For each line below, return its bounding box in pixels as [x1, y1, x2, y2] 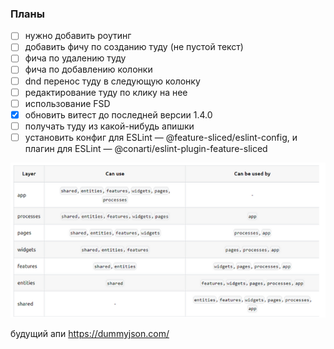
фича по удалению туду [24, 52, 127, 64]
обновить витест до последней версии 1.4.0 [24, 108, 213, 121]
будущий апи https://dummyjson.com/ [10, 328, 170, 340]
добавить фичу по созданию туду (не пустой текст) [24, 41, 244, 53]
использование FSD [24, 97, 111, 109]
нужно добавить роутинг [24, 30, 132, 42]
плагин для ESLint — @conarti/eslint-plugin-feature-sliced [24, 142, 268, 154]
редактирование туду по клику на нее [24, 86, 188, 98]
